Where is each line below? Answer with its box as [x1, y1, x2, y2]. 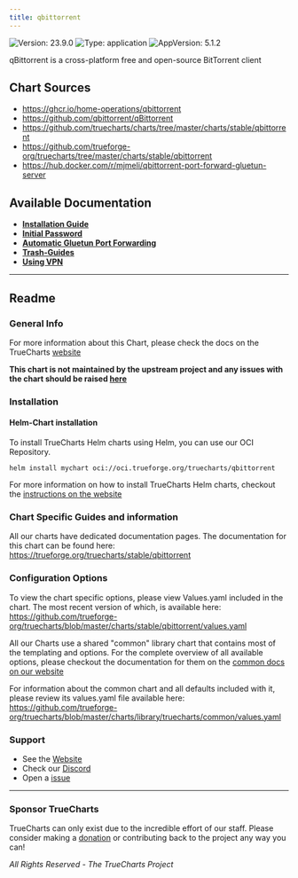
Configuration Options [9, 572, 108, 584]
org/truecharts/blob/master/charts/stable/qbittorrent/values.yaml [9, 620, 247, 631]
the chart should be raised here [9, 373, 127, 384]
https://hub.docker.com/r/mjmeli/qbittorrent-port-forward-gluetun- [21, 161, 267, 171]
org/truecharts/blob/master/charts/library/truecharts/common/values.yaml [9, 711, 282, 722]
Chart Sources [9, 81, 91, 96]
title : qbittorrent [9, 12, 82, 22]
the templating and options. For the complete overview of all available [9, 647, 263, 657]
